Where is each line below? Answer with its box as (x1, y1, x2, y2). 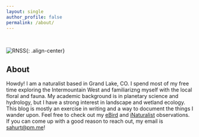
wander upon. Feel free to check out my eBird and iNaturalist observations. (6, 112, 190, 119)
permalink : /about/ (6, 19, 55, 25)
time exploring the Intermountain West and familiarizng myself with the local (6, 86, 192, 93)
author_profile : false (6, 14, 62, 20)
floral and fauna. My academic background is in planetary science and (6, 93, 179, 100)
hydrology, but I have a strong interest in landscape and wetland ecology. (6, 99, 185, 106)
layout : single (6, 8, 44, 15)
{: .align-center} (26, 47, 65, 54)
